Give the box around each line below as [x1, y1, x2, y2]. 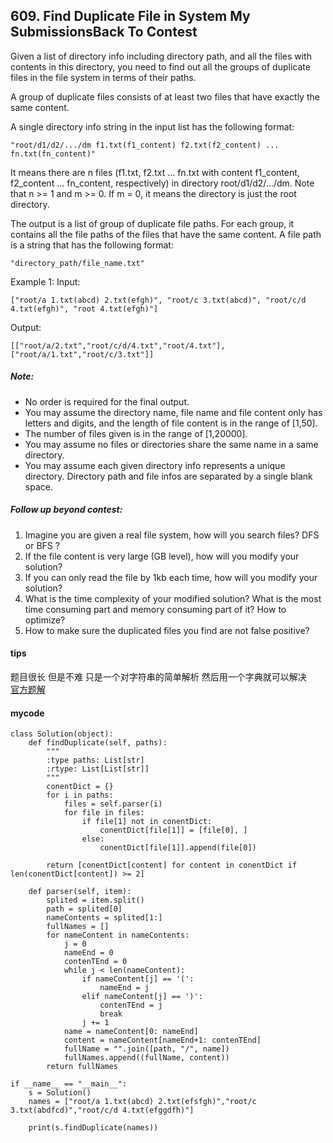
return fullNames [46, 1062, 118, 1072]
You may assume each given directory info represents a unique [24, 459, 286, 471]
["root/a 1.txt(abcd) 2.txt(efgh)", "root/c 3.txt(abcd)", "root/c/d [10, 295, 307, 305]
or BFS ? [24, 539, 60, 551]
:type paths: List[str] [46, 755, 145, 766]
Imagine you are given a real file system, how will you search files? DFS [24, 529, 320, 541]
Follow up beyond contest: [10, 504, 123, 516]
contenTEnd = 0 [63, 957, 128, 967]
